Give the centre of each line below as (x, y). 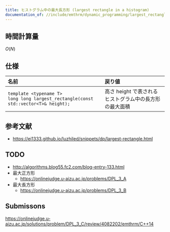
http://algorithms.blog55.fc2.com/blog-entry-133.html (69, 167)
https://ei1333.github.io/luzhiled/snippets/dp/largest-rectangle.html (83, 139)
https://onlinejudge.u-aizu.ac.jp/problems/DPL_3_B (73, 190)
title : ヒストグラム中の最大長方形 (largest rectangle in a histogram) (77, 10)
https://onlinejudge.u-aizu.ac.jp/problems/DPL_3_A (73, 178)
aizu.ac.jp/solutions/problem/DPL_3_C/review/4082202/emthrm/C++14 (79, 224)
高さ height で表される (131, 92)
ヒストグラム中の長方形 (133, 99)
